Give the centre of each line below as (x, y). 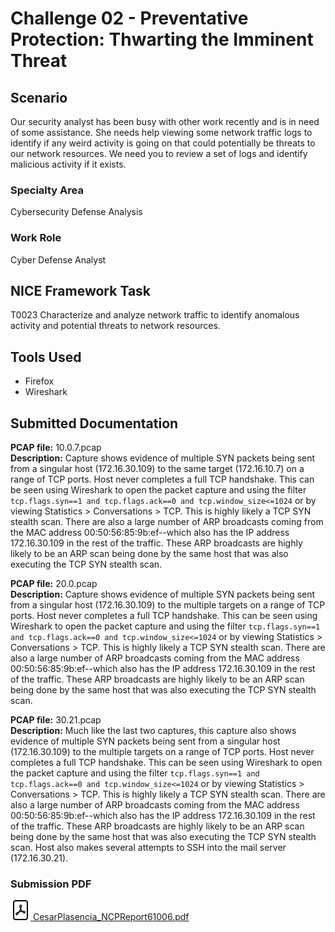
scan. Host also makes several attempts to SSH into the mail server (148, 848)
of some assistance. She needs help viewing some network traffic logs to (161, 132)
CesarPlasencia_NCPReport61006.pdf (111, 917)
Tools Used (46, 357)
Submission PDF (51, 884)
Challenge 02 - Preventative (129, 18)
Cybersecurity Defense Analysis (76, 212)
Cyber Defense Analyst (58, 259)
